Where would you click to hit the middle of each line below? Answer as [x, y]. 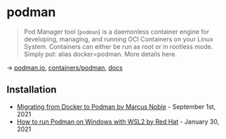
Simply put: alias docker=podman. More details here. [100, 54]
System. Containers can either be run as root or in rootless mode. [118, 46]
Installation [32, 90]
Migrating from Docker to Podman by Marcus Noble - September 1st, [116, 107]
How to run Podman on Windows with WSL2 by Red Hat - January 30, [118, 121]
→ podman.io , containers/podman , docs [65, 67]
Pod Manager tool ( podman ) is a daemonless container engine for [117, 32]
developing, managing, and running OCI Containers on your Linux [118, 39]
